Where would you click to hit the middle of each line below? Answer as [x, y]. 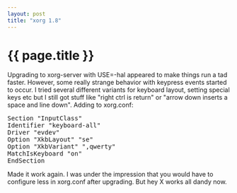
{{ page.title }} [51, 55]
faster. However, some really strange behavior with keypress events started [117, 83]
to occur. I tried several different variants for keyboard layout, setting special [118, 90]
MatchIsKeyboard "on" [45, 154]
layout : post [27, 14]
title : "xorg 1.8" [34, 21]
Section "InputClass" [45, 118]
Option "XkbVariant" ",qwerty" [62, 147]
